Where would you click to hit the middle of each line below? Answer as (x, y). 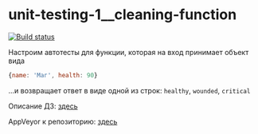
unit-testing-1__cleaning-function (123, 15)
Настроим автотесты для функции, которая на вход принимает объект (129, 52)
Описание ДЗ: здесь (43, 106)
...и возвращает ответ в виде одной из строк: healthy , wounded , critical (129, 90)
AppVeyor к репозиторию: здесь (63, 121)
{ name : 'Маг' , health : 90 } (53, 75)
